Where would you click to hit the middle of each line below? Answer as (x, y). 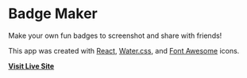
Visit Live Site (31, 66)
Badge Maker (53, 14)
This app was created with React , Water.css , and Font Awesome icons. (124, 50)
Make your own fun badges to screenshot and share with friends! (115, 35)
